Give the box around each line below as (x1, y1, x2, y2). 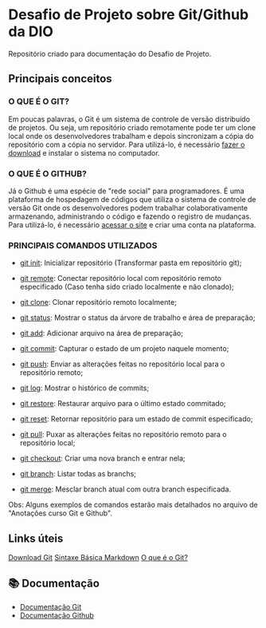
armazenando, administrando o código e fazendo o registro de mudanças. (8, 211, 252, 221)
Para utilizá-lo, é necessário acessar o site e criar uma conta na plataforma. (8, 219, 256, 229)
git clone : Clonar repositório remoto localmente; (19, 298, 178, 307)
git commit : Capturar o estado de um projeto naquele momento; (19, 344, 229, 353)
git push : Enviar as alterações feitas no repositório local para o (19, 359, 225, 369)
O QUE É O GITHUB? (8, 168, 88, 179)
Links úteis (8, 531, 64, 545)
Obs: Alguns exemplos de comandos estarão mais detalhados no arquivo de (8, 500, 259, 510)
